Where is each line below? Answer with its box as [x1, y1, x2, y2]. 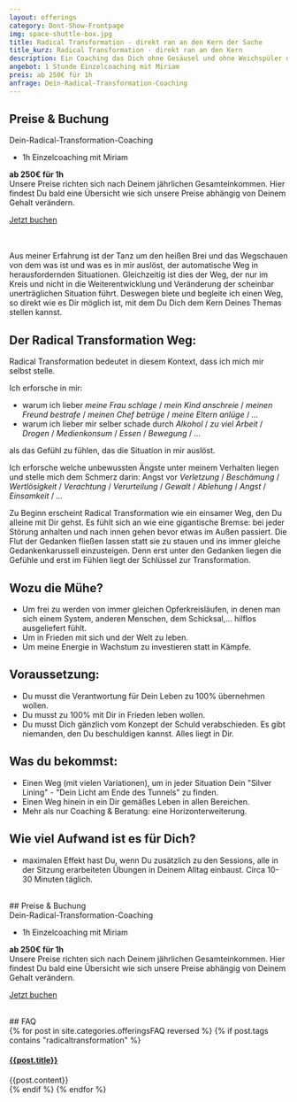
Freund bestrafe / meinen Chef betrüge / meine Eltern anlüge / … [21, 409, 259, 420]
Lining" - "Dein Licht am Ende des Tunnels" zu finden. [21, 787, 219, 798]
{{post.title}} [9, 1055, 58, 1066]
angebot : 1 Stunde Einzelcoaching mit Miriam [9, 63, 179, 72]
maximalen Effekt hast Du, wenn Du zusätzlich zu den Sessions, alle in [21, 855, 278, 866]
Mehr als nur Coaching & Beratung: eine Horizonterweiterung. [21, 805, 247, 816]
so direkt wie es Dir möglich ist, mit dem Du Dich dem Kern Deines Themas [9, 297, 282, 308]
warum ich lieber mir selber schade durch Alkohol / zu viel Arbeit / [21, 419, 263, 429]
